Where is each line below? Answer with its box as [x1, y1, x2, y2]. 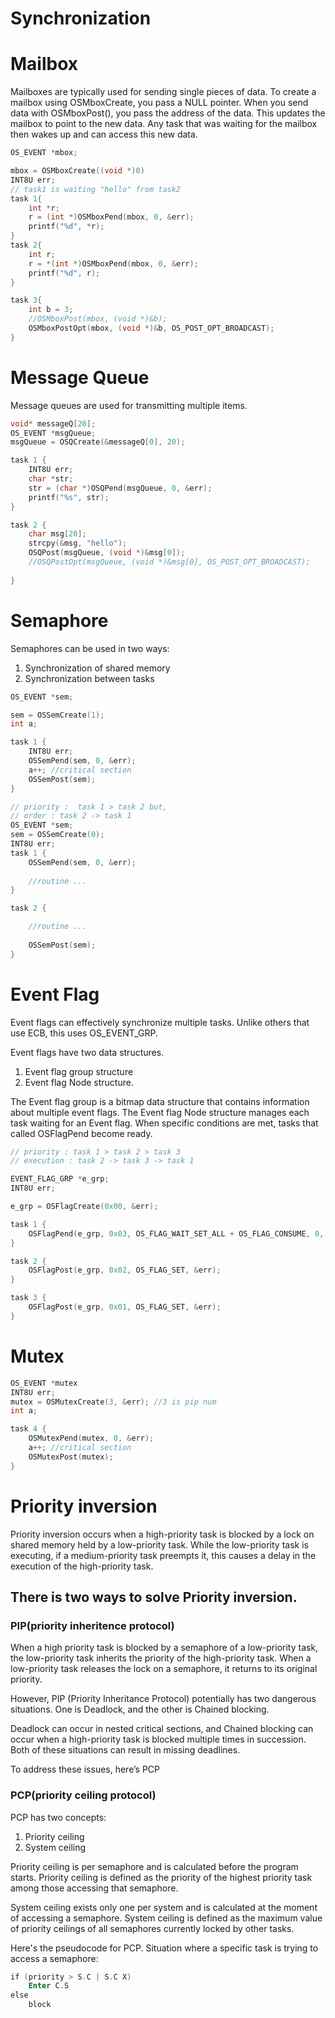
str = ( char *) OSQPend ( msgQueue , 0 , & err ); [28, 483, 213, 493]
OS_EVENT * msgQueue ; [10, 428, 97, 438]
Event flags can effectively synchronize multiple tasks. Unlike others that [10, 1016, 310, 1028]
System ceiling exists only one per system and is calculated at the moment [10, 1901, 318, 1913]
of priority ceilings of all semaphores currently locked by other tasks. [10, 1922, 295, 1934]
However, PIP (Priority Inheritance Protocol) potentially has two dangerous [10, 1693, 317, 1705]
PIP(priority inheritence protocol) [10, 1618, 175, 1632]
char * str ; [28, 474, 74, 484]
